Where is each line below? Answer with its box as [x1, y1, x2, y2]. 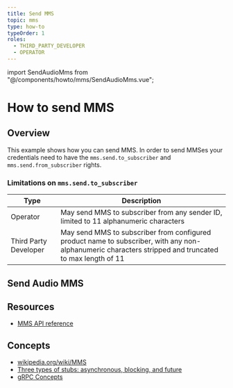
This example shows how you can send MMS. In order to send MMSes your [7, 145, 223, 154]
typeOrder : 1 [7, 29, 45, 37]
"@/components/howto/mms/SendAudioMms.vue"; [7, 75, 154, 83]
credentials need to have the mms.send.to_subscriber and [7, 153, 171, 161]
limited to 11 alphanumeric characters [60, 216, 185, 226]
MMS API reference [17, 319, 74, 328]
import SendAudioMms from [7, 67, 89, 76]
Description [121, 196, 162, 206]
